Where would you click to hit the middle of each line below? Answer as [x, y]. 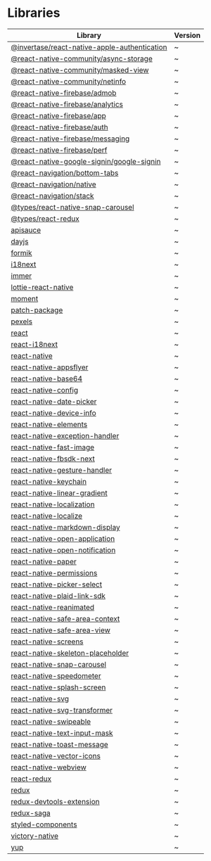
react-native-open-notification [63, 550]
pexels [22, 321]
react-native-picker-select [57, 584]
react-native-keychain [49, 481]
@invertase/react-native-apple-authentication [89, 47]
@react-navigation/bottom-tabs [65, 172]
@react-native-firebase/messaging [70, 139]
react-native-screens [47, 642]
